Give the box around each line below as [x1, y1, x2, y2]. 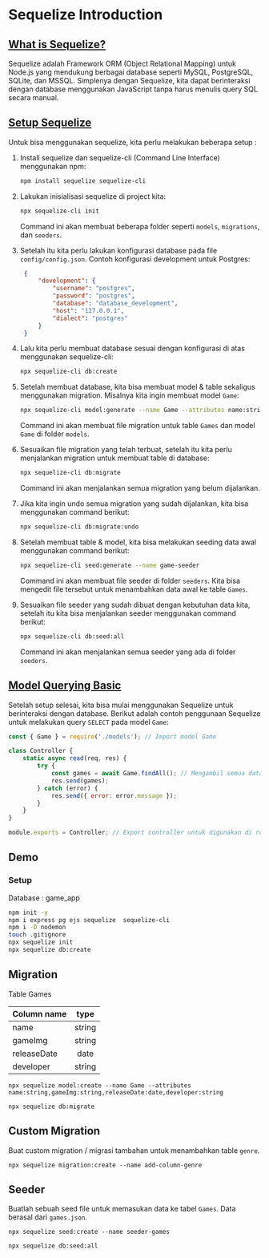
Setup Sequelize [8, 116, 92, 130]
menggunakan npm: [19, 161, 86, 171]
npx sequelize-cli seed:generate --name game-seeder [19, 561, 200, 569]
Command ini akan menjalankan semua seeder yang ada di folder [19, 647, 236, 657]
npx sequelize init [8, 938, 74, 947]
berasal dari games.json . [8, 1212, 88, 1222]
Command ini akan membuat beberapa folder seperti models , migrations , [19, 221, 260, 231]
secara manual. [8, 93, 59, 102]
